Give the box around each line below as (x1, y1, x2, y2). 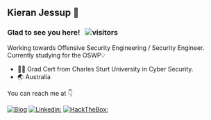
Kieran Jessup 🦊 (7, 7, 80, 19)
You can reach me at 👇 (7, 89, 73, 97)
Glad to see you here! (7, 28, 81, 37)
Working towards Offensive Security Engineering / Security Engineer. (7, 43, 205, 52)
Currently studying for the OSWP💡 (7, 51, 105, 59)
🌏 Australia (17, 72, 51, 80)
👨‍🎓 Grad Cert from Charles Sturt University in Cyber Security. (17, 65, 194, 73)
